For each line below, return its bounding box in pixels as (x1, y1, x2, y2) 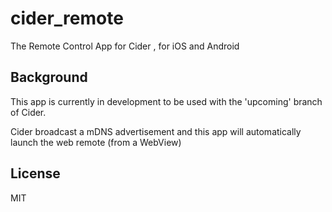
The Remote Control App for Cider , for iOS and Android (10, 40, 240, 52)
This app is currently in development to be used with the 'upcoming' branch (10, 95, 323, 107)
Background (10, 69, 88, 86)
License (10, 165, 61, 182)
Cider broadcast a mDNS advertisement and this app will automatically (10, 125, 302, 137)
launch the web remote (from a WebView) (10, 136, 182, 148)
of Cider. (10, 106, 47, 118)
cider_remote (10, 7, 124, 30)
